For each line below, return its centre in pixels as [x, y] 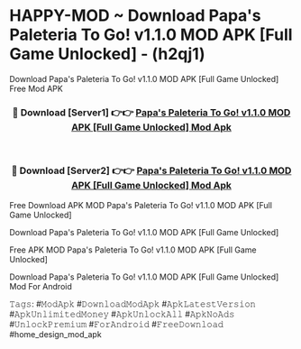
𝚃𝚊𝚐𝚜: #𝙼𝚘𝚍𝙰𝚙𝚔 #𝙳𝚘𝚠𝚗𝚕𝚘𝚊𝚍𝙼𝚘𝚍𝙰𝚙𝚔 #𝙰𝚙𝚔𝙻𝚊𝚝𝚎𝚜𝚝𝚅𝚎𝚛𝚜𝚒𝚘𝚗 [133, 304]
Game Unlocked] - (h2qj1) [107, 54]
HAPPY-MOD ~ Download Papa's [135, 16]
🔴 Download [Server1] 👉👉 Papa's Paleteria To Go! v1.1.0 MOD [151, 112]
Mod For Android [41, 286]
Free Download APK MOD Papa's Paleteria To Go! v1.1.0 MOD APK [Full [141, 205]
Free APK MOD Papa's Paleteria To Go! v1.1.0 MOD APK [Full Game [133, 250]
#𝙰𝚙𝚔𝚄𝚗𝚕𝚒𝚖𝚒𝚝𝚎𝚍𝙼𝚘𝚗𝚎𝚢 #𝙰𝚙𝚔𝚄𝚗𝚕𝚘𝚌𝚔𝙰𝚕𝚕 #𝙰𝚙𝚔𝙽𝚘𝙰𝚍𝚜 [122, 314]
